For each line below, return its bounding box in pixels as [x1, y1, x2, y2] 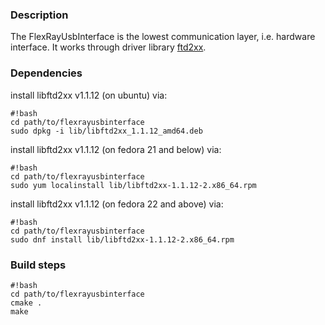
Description [10, 8, 69, 22]
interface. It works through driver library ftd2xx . [10, 41, 207, 53]
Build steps [10, 258, 67, 272]
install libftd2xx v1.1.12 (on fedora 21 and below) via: [10, 143, 222, 155]
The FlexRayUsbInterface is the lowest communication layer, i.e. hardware [10, 31, 316, 43]
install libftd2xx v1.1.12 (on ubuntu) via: [10, 89, 168, 101]
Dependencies [10, 66, 83, 80]
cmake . [10, 298, 43, 308]
